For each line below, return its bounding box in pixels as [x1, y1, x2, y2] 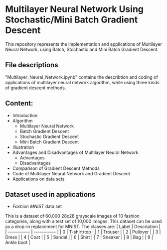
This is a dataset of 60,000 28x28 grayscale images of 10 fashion [5, 213, 140, 219]
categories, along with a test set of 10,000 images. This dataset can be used [5, 218, 162, 225]
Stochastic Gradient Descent [19, 133, 79, 139]
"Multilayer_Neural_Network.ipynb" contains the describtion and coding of [5, 74, 158, 80]
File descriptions [5, 61, 58, 69]
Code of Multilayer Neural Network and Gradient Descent [12, 170, 131, 176]
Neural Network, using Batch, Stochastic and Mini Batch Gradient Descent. [5, 46, 159, 52]
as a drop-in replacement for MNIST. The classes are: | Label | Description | [5, 224, 161, 230]
